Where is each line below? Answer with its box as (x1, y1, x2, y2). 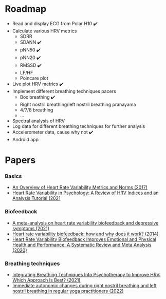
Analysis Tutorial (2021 (12, 195, 61, 201)
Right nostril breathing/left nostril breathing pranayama (20, 101, 136, 107)
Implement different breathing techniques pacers (12, 88, 116, 94)
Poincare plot (20, 75, 48, 81)
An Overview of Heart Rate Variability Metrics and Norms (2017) (12, 184, 147, 191)
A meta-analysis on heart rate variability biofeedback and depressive (12, 219, 159, 226)
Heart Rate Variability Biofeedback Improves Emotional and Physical (12, 236, 156, 242)
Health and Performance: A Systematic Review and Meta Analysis (12, 241, 152, 248)
